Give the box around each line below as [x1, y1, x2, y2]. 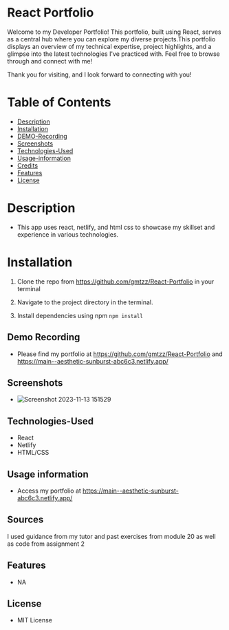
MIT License [17, 616, 53, 624]
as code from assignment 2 [7, 540, 85, 548]
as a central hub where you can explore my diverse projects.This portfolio [7, 35, 216, 43]
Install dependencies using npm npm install [17, 311, 143, 319]
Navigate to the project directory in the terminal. [17, 298, 153, 306]
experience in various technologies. [17, 230, 119, 239]
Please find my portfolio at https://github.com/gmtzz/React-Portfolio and [17, 350, 223, 358]
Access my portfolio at [17, 486, 81, 495]
